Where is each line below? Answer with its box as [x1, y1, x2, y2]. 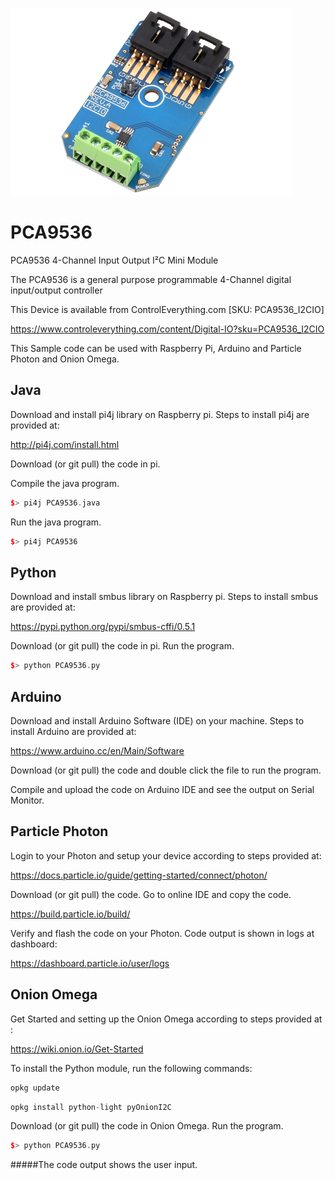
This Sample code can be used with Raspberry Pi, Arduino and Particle [10, 342, 302, 354]
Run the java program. [10, 516, 102, 528]
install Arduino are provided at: [10, 726, 137, 737]
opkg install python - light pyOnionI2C [10, 1102, 172, 1112]
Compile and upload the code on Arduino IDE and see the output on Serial [10, 784, 315, 795]
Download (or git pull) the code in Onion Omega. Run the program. [10, 1120, 284, 1132]
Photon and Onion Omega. [10, 353, 120, 365]
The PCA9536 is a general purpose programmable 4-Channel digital [10, 273, 292, 285]
